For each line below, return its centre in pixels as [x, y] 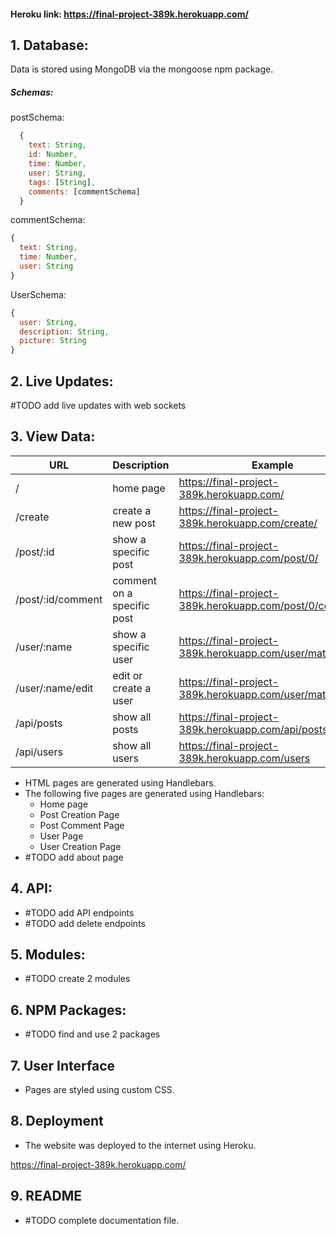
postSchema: [37, 117]
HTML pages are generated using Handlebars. [120, 782]
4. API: [31, 888]
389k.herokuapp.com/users [244, 758]
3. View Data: [53, 436]
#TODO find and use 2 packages [92, 1034]
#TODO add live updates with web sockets [98, 405]
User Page [61, 836]
